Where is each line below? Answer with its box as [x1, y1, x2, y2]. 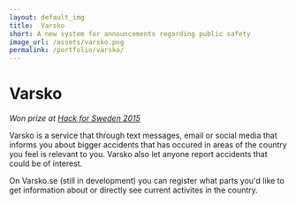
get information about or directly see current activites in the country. [9, 185, 258, 195]
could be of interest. [9, 158, 83, 169]
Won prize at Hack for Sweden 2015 [9, 113, 141, 124]
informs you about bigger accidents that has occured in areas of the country [9, 140, 287, 150]
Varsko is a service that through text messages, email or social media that [9, 130, 278, 141]
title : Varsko [9, 21, 65, 30]
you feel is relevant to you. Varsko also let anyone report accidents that [9, 149, 268, 160]
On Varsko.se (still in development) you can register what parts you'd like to [9, 176, 285, 186]
